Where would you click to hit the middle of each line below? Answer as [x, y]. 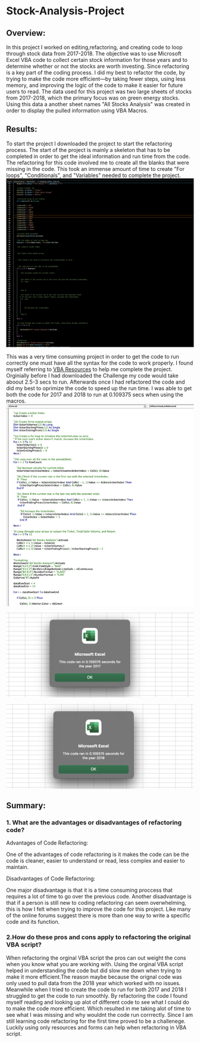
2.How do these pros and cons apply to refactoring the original [99, 938]
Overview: [26, 33]
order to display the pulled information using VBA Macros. [77, 110]
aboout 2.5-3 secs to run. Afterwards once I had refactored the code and [96, 382]
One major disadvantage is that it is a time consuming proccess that [89, 890]
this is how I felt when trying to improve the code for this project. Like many [99, 909]
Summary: [26, 806]
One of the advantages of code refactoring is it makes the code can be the [98, 854]
